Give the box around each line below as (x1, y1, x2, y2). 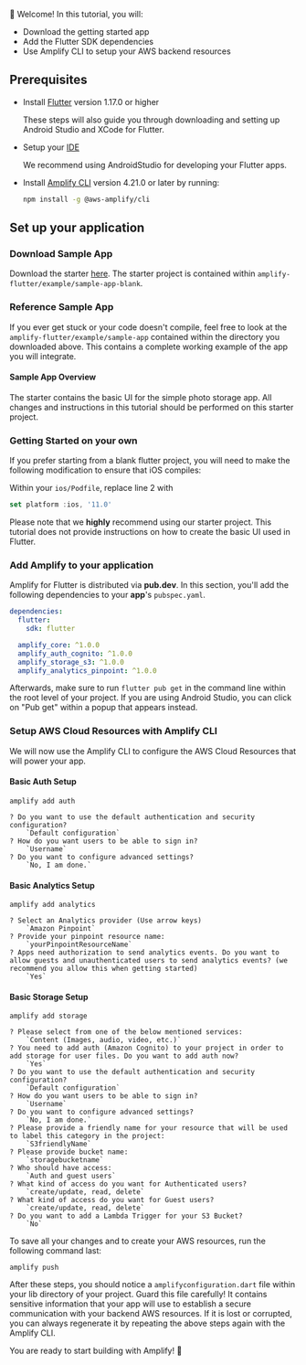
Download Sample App (9, 248, 113, 260)
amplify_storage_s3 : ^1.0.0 (17, 657, 125, 667)
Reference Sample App (9, 301, 114, 314)
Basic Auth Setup (9, 776, 78, 787)
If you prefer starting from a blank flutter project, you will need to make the (9, 455, 290, 466)
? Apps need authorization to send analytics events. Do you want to (9, 948, 280, 957)
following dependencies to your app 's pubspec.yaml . (9, 590, 206, 601)
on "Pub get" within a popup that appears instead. (9, 702, 198, 713)
